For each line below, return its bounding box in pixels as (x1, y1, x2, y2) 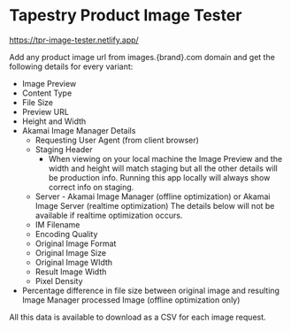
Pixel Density (34, 275, 83, 286)
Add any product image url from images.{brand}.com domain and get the (9, 51, 276, 62)
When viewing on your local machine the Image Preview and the (48, 153, 283, 164)
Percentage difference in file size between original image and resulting (21, 285, 280, 296)
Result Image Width (34, 266, 107, 277)
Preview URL (21, 106, 69, 117)
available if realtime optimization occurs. (34, 210, 183, 220)
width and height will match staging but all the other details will (48, 163, 279, 173)
